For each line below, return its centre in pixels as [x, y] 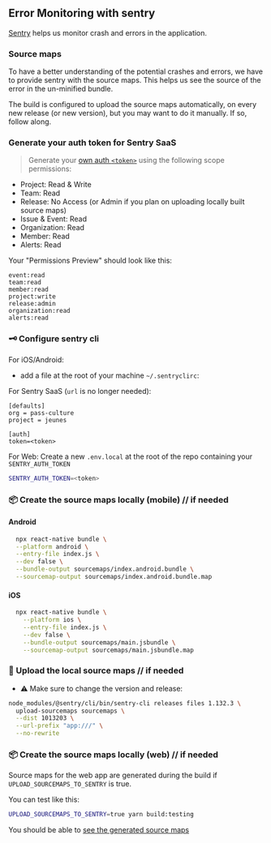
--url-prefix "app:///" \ [60, 726]
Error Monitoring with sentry [82, 13]
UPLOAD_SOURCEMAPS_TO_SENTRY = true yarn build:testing [101, 815]
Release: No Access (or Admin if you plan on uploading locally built [132, 202]
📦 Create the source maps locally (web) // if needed [114, 755]
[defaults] [27, 406]
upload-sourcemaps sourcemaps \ [71, 711]
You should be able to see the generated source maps [99, 830]
